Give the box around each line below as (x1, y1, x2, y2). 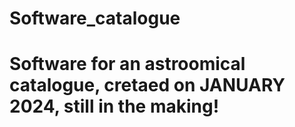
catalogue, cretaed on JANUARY (9, 74, 286, 97)
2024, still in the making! (9, 95, 220, 118)
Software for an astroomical (9, 53, 246, 76)
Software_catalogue (9, 7, 181, 30)
